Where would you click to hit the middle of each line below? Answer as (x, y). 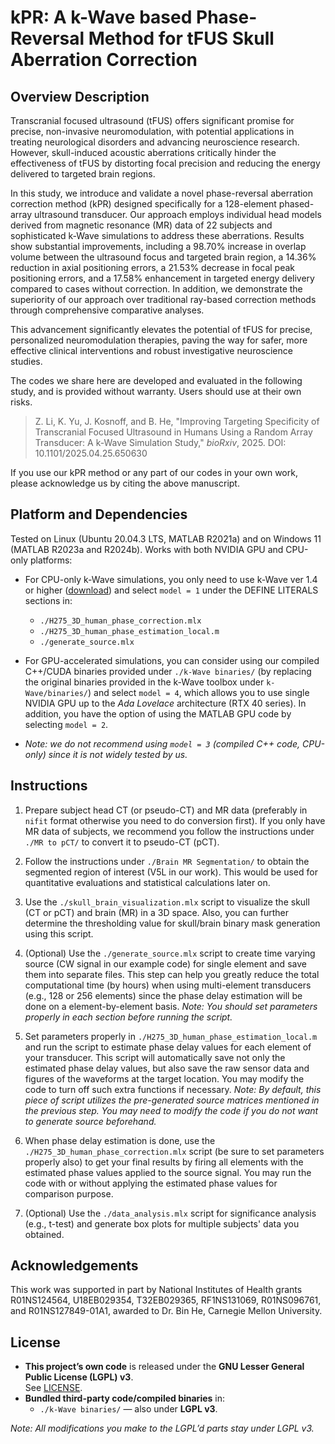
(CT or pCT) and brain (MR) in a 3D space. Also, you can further (156, 912)
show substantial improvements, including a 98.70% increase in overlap (158, 246)
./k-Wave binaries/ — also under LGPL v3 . (128, 1409)
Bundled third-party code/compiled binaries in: (124, 1398)
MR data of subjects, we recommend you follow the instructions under (169, 831)
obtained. (44, 1234)
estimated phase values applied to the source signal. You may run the (168, 1172)
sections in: (48, 600)
